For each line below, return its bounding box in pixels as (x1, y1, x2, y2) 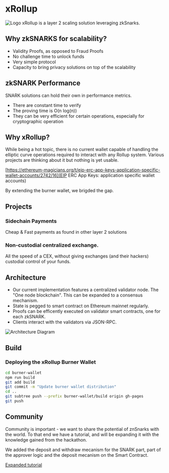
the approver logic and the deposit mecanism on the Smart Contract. (5, 452, 148, 458)
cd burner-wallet (5, 370, 42, 375)
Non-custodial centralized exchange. (5, 241, 99, 248)
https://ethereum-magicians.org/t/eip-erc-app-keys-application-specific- (7, 167, 160, 173)
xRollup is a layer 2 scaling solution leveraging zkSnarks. (22, 20, 140, 26)
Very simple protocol (12, 59, 56, 65)
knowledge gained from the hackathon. (5, 436, 88, 443)
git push (5, 398, 24, 404)
